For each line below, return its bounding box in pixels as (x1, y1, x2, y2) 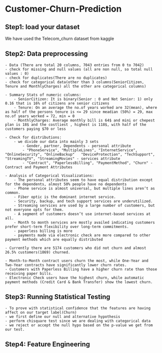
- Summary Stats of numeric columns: (5, 92, 81, 97)
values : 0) (5, 71, 29, 76)
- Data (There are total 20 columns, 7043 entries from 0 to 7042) (5, 62, 145, 68)
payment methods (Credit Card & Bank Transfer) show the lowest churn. (5, 280, 153, 284)
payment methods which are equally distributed (5, 237, 103, 242)
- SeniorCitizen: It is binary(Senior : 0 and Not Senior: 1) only (14, 96, 153, 102)
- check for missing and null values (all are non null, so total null (5, 67, 153, 71)
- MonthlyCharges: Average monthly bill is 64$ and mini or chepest (14, 118, 155, 123)
